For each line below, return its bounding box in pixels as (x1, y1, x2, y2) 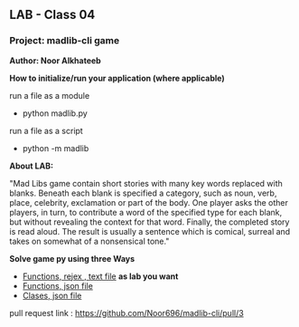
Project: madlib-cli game (9, 34, 120, 47)
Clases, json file (22, 290, 82, 301)
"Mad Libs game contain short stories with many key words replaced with (9, 178, 283, 188)
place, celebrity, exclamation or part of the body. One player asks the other (9, 197, 289, 207)
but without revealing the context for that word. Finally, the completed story (9, 216, 290, 227)
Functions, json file (22, 280, 93, 291)
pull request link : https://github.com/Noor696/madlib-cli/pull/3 (9, 307, 244, 318)
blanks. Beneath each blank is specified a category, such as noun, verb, (9, 188, 277, 198)
